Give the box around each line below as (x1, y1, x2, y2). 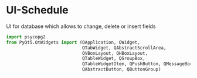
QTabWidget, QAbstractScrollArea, (81, 45, 167, 51)
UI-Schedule (6, 3, 69, 17)
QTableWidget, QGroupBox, (81, 56, 145, 62)
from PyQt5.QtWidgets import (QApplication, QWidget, (6, 39, 141, 45)
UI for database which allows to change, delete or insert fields (6, 23, 157, 30)
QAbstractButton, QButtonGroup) (81, 66, 161, 73)
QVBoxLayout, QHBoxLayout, (81, 50, 148, 56)
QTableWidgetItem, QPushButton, (81, 61, 161, 67)
